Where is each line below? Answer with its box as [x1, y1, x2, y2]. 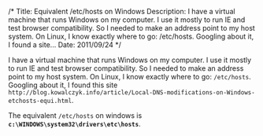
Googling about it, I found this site [8, 80, 118, 90]
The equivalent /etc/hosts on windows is [8, 111, 143, 120]
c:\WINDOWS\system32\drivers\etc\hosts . [8, 119, 141, 128]
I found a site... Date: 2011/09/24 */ [8, 40, 122, 50]
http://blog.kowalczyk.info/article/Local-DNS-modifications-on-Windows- [8, 89, 256, 97]
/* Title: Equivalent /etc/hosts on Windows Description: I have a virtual [8, 7, 235, 16]
